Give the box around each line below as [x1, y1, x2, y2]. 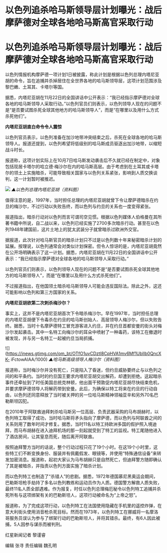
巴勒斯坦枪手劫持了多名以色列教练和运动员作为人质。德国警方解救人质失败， [5, 480, 162, 486]
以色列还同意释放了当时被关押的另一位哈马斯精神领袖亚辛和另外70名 [13, 392, 154, 398]
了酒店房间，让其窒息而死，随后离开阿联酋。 [5, 434, 97, 440]
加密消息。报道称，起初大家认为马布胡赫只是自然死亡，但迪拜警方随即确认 [9, 456, 162, 463]
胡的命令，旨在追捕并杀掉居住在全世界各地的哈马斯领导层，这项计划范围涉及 [5, 78, 162, 84]
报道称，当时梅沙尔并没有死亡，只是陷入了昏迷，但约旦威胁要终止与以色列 [5, 367, 158, 373]
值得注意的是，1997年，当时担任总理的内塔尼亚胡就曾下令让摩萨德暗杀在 [5, 197, 154, 203]
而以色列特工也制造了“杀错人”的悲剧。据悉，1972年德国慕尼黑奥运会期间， [5, 473, 158, 479]
